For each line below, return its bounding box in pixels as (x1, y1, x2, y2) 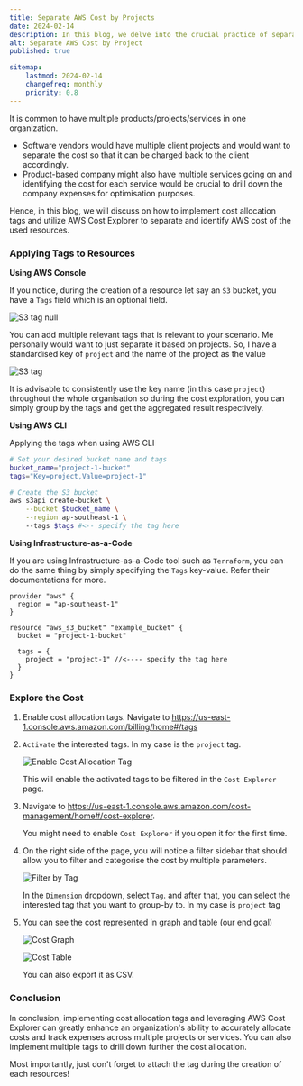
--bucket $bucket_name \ (25, 505, 119, 514)
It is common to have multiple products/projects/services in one (9, 113, 246, 123)
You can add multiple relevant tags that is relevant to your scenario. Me (9, 329, 274, 340)
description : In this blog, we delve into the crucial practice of (9, 30, 269, 39)
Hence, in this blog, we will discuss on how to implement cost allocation (9, 205, 277, 216)
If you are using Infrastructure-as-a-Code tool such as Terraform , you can (9, 555, 284, 566)
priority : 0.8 (25, 87, 78, 97)
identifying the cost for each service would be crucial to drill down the (22, 178, 283, 189)
